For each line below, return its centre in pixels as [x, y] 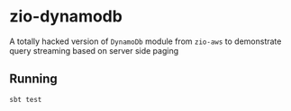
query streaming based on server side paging [94, 50]
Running [34, 79]
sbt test [26, 99]
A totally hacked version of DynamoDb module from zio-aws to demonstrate [145, 41]
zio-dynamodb [66, 17]
